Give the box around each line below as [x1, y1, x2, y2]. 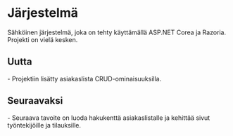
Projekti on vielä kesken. [7, 35, 78, 43]
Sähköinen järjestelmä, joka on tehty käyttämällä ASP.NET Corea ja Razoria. [7, 28, 227, 36]
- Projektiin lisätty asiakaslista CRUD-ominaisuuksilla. [7, 74, 162, 83]
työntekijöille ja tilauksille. [7, 121, 81, 129]
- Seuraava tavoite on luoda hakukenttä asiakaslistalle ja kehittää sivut [7, 114, 210, 122]
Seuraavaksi [7, 95, 63, 107]
